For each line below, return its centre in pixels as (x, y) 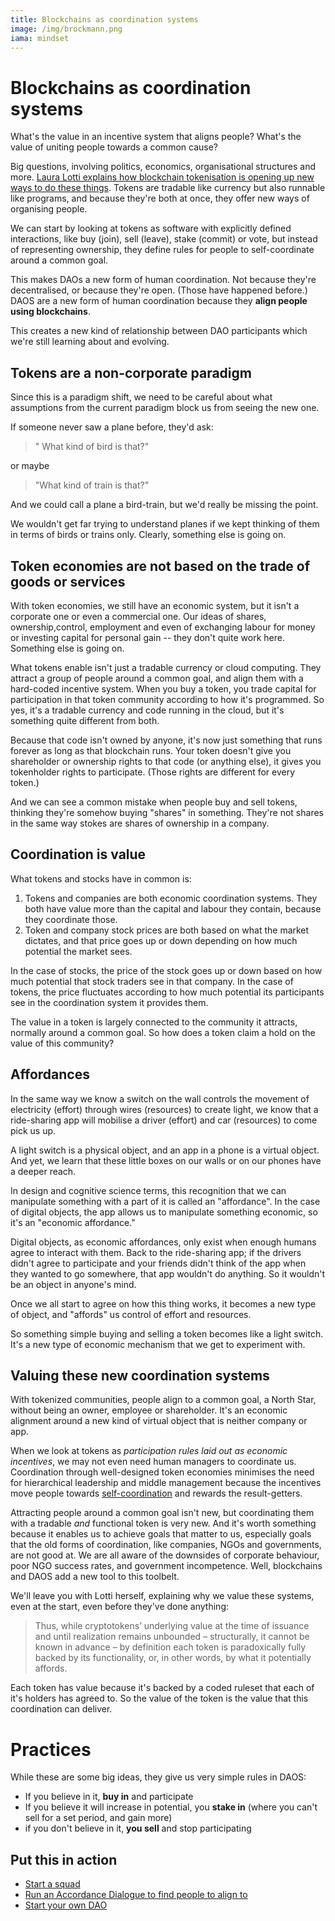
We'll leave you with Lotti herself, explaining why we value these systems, (162, 1596)
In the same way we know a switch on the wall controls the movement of (160, 1098)
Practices (51, 1749)
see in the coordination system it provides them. (109, 1002)
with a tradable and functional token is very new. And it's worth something (163, 1523)
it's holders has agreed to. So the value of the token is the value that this (159, 1698)
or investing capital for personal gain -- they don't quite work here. (147, 637)
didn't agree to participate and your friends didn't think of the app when (158, 1263)
